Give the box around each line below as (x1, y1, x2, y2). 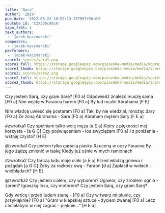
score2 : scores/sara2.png (5, 71, 58, 76)
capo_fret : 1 (5, 25, 32, 30)
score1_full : (5, 62, 32, 67)
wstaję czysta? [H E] (5, 133, 47, 139)
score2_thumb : (5, 80, 34, 85)
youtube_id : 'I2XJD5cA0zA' (5, 21, 60, 26)
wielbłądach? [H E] (5, 167, 43, 174)
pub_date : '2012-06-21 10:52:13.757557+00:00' (5, 16, 102, 21)
